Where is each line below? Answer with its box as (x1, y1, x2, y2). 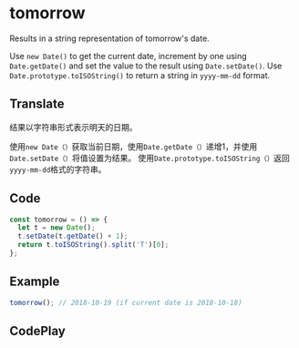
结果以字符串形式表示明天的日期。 (9, 121, 138, 132)
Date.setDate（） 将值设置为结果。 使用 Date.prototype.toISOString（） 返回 (9, 152, 290, 163)
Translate (9, 97, 65, 112)
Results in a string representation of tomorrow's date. (9, 33, 210, 44)
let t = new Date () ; (17, 223, 96, 232)
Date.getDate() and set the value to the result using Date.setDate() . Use (9, 60, 283, 71)
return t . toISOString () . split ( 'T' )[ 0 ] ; (17, 241, 170, 250)
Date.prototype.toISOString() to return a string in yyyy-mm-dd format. (9, 69, 271, 80)
